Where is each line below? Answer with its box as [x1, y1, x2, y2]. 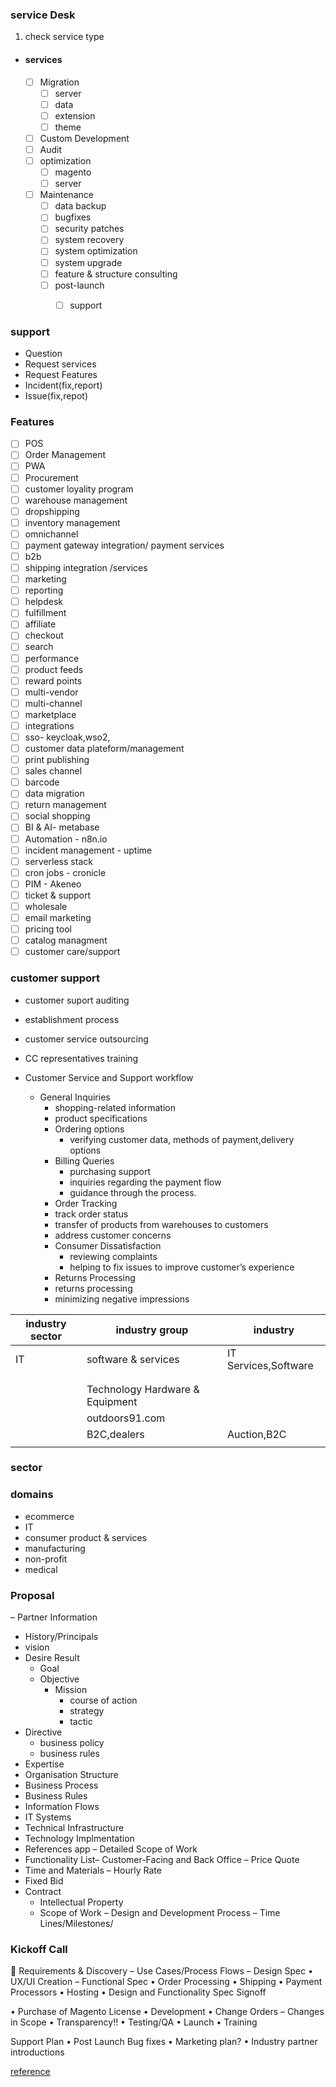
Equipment [86, 1394, 138, 1408]
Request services [24, 358, 97, 370]
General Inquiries [39, 1091, 111, 1103]
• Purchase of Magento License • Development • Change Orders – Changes [10, 2006, 325, 2018]
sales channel [24, 765, 83, 777]
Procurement [24, 471, 79, 483]
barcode [24, 776, 60, 788]
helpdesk [24, 596, 63, 608]
